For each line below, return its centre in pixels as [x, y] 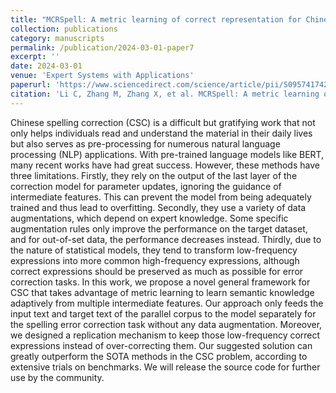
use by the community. [57, 377]
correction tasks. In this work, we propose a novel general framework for [160, 282]
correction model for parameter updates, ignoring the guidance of [146, 186]
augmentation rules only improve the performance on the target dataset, [159, 228]
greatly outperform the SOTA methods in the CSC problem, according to [159, 356]
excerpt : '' [35, 57]
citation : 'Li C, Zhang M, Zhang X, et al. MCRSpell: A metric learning [165, 94]
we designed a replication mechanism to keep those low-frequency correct [165, 335]
